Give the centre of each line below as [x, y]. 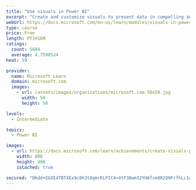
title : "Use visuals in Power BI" [48, 11]
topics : [15, 130]
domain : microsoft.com [39, 82]
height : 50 [35, 103]
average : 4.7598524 [35, 55]
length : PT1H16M [26, 38]
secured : [17, 178]
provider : [18, 71]
